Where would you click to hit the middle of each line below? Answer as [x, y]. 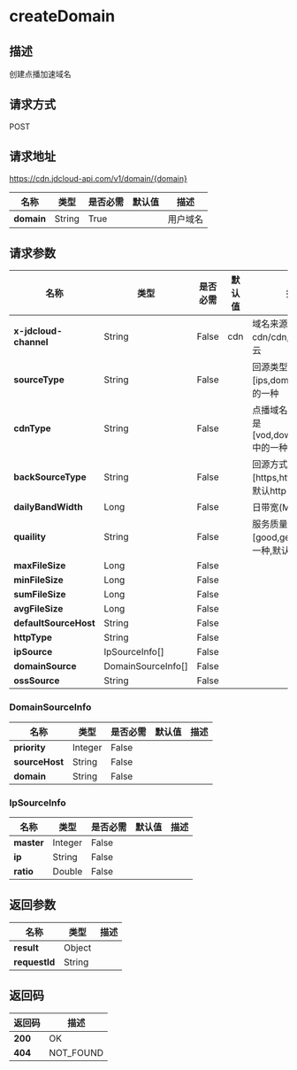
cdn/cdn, [270, 337]
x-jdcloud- [38, 331]
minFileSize [38, 580]
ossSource [37, 681]
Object [77, 947]
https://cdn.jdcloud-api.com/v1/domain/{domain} [98, 178]
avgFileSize [38, 609]
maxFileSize [40, 566]
